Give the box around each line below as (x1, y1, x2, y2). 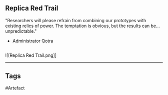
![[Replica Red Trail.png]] (5, 52, 56, 58)
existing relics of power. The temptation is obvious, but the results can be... (5, 23, 160, 29)
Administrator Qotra (12, 38, 53, 44)
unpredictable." (5, 28, 37, 34)
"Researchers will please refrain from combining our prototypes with (5, 17, 146, 23)
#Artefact (5, 85, 25, 91)
